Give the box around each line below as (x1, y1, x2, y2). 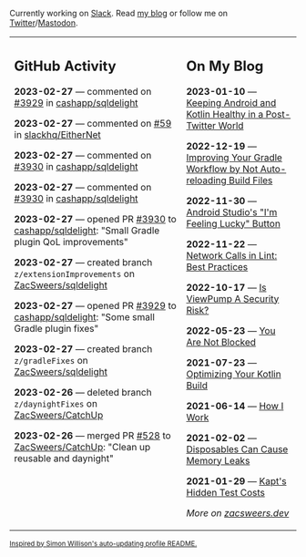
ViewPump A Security (186, 292, 280, 304)
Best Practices (186, 260, 249, 273)
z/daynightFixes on (14, 397, 98, 409)
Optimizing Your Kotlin (186, 367, 281, 380)
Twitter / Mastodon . (9, 17, 79, 28)
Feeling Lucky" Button (186, 217, 280, 230)
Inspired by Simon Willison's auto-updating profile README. (9, 539, 198, 548)
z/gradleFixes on (14, 354, 88, 366)
